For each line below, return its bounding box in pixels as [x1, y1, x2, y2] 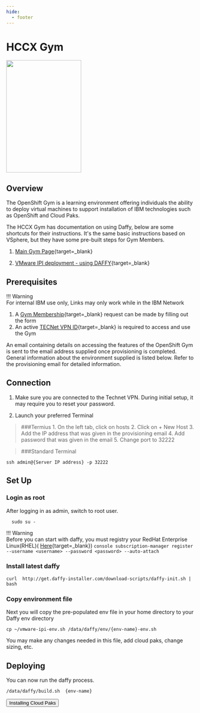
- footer [11, 14, 34, 20]
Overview [6, 183, 44, 194]
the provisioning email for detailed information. [6, 361, 122, 368]
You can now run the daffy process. [6, 676, 95, 684]
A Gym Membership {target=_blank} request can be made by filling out [14, 311, 189, 318]
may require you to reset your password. [14, 400, 116, 407]
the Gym [14, 330, 37, 337]
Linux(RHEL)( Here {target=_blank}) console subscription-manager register [6, 542, 193, 549]
